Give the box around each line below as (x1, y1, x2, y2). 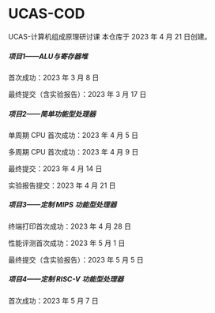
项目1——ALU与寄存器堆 (8, 51, 89, 61)
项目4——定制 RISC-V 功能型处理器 (8, 274, 124, 284)
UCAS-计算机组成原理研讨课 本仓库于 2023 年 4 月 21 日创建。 (8, 32, 212, 41)
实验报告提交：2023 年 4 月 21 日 (8, 181, 116, 190)
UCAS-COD (8, 5, 85, 23)
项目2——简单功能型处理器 (8, 109, 96, 118)
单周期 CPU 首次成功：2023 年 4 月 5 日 (8, 130, 139, 140)
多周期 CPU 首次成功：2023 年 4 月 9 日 (8, 147, 139, 156)
